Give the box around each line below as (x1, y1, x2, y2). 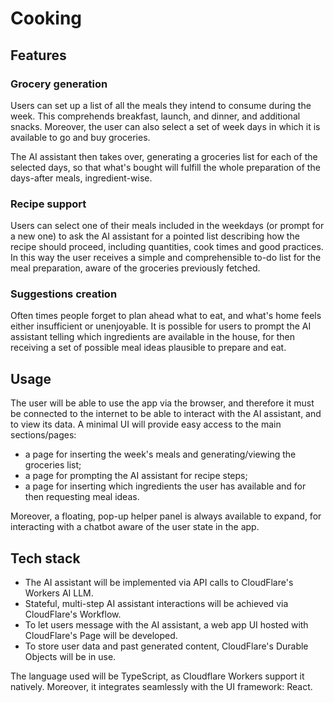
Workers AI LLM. (24, 587, 94, 599)
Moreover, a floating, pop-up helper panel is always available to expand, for (10, 510, 322, 522)
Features (10, 47, 67, 64)
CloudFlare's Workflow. (24, 608, 122, 621)
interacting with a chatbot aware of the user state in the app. (10, 521, 260, 533)
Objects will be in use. (24, 651, 117, 663)
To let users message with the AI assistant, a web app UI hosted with (24, 619, 309, 631)
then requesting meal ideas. (24, 491, 140, 503)
